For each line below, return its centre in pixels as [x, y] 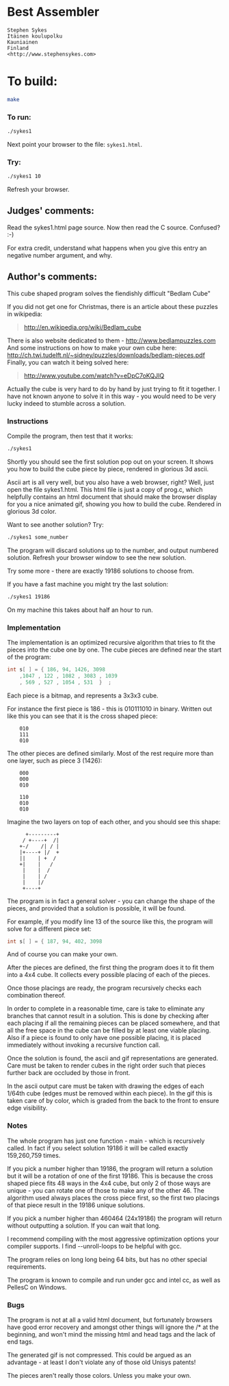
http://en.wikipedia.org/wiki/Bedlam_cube [82, 327]
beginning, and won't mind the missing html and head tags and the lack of [111, 1335]
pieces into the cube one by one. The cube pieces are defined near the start [114, 649]
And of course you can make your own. [63, 954]
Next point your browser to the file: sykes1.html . [75, 144]
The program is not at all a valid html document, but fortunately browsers [110, 1320]
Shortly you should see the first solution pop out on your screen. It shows [110, 461]
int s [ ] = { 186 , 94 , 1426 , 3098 [56, 669]
